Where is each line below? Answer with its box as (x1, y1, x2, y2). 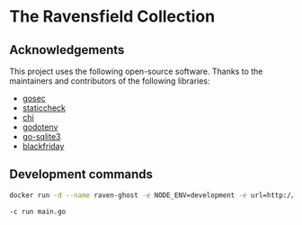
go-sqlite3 (22, 131, 61, 141)
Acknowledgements (9, 42, 125, 58)
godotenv (22, 121, 58, 132)
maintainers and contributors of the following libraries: (9, 76, 210, 86)
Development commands (9, 166, 154, 182)
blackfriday (22, 141, 65, 151)
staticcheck (22, 103, 66, 113)
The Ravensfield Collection (9, 6, 216, 27)
